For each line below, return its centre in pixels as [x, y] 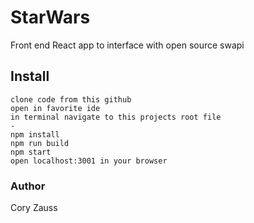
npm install [35, 134]
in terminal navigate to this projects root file [116, 117]
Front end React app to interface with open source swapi [127, 45]
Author [28, 186]
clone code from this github [71, 99]
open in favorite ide [55, 108]
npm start [31, 152]
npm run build [40, 143]
